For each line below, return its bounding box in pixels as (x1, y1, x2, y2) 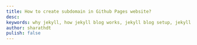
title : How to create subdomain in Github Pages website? (6, 8, 152, 15)
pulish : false (6, 30, 41, 36)
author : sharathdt (6, 25, 51, 31)
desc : (6, 14, 19, 20)
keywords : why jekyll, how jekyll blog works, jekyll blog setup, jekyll (6, 19, 192, 25)
